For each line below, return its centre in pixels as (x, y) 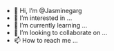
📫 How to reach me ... (46, 40)
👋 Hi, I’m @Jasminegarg (48, 11)
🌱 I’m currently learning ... (50, 25)
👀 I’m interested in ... (43, 18)
